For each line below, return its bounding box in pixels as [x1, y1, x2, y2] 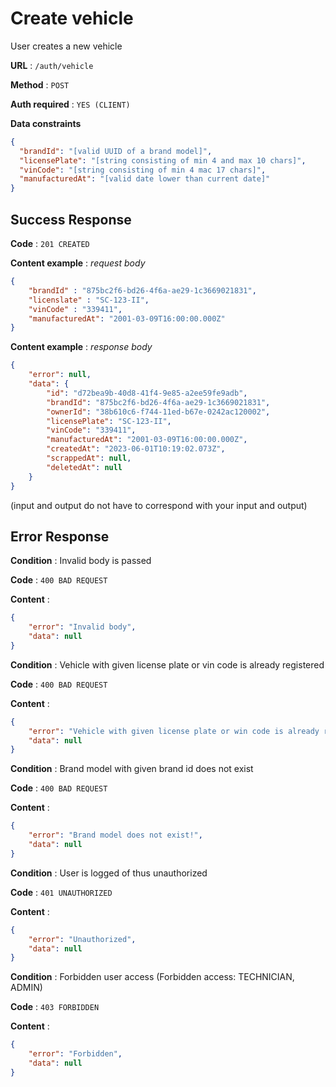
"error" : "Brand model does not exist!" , [28, 830, 203, 841]
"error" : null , [28, 370, 92, 380]
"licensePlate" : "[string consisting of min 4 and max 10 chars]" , [19, 155, 307, 166]
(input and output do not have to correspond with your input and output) [10, 499, 308, 511]
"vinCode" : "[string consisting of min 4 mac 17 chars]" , [19, 165, 267, 175]
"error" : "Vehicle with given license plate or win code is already [28, 726, 320, 736]
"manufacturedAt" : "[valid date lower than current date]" [19, 174, 271, 184]
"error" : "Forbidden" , [28, 1049, 123, 1059]
